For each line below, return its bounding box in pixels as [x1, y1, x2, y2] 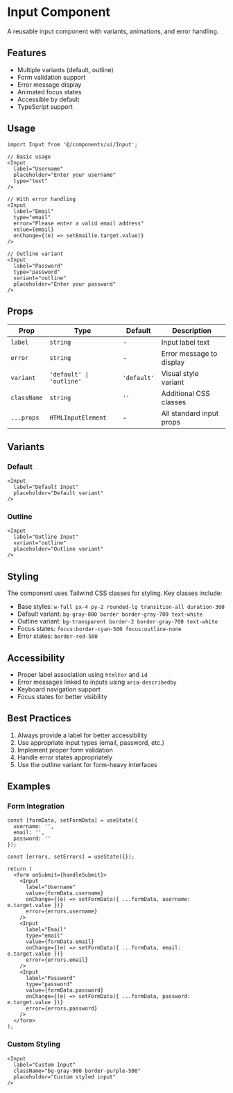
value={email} [13, 226, 54, 233]
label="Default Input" [13, 483, 79, 491]
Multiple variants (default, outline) [17, 65, 114, 74]
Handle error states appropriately [17, 753, 113, 761]
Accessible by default [17, 95, 80, 103]
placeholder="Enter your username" [13, 171, 116, 178]
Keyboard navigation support [17, 685, 101, 694]
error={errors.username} [25, 908, 98, 915]
